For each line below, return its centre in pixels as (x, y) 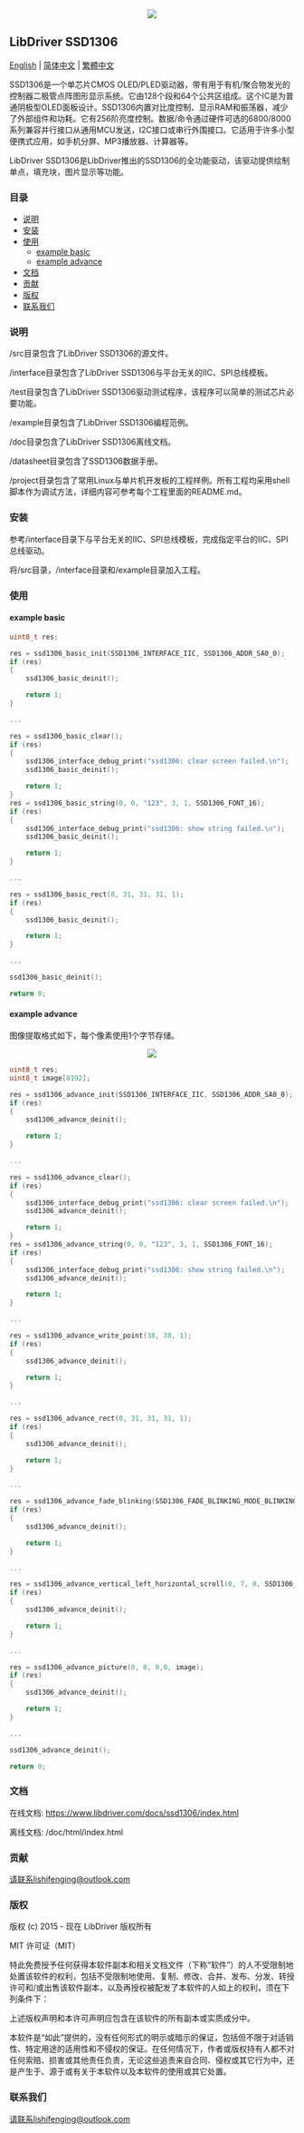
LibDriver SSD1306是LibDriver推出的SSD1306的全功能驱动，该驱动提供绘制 (150, 160)
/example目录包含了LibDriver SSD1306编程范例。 (101, 423)
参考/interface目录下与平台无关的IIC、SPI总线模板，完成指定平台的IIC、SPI (149, 539)
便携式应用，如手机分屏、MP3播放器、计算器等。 (101, 141)
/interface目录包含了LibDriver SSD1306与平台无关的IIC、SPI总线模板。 (141, 373)
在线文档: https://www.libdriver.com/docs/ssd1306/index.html (124, 1813)
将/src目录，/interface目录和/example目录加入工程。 (108, 570)
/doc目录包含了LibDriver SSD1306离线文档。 (93, 442)
